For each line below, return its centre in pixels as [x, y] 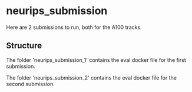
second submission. [30, 84]
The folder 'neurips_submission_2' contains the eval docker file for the [91, 77]
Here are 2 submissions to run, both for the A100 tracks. [74, 27]
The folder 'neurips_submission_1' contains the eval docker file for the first [96, 60]
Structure [24, 46]
